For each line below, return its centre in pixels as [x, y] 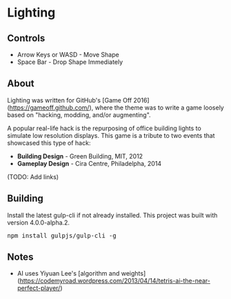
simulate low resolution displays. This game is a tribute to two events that [111, 135]
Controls [26, 38]
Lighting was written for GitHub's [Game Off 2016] [78, 100]
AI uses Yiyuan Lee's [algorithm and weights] [81, 274]
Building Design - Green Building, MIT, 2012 [80, 156]
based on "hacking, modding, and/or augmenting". [79, 114]
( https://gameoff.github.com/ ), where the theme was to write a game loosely [115, 107]
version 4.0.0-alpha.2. [39, 223]
